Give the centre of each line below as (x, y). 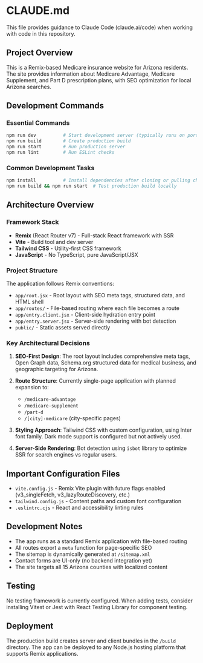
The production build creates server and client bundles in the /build (91, 641)
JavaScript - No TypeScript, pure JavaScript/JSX (76, 254)
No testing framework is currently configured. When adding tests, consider (100, 601)
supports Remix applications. (42, 653)
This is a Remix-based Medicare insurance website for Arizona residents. (97, 67)
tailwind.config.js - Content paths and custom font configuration (98, 501)
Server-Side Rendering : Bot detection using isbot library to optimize (101, 448)
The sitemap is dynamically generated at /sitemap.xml (82, 554)
